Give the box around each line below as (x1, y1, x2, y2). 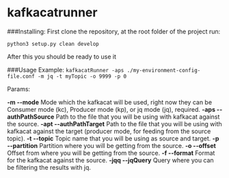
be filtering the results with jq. (7, 163, 91, 171)
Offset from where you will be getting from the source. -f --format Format (7, 149, 215, 157)
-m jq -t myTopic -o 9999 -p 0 (37, 73, 127, 80)
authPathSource (7, 113, 55, 121)
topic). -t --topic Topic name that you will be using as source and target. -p (7, 134, 219, 143)
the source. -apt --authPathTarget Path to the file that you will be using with (7, 119, 222, 128)
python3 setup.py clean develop (7, 40, 99, 47)
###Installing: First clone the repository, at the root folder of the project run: (7, 27, 221, 35)
